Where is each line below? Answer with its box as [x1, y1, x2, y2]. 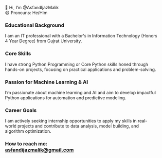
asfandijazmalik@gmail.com [5, 146, 74, 153]
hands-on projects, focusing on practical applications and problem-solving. [5, 66, 157, 72]
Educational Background [5, 22, 65, 29]
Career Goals [5, 107, 37, 114]
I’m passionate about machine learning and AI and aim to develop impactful [5, 89, 156, 95]
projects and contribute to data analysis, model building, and [17, 123, 139, 129]
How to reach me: [5, 140, 48, 147]
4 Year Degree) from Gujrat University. [5, 38, 82, 44]
